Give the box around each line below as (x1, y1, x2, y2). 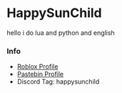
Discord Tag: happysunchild (16, 77, 100, 86)
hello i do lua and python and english (6, 28, 115, 37)
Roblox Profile (16, 62, 59, 71)
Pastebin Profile (16, 70, 64, 79)
